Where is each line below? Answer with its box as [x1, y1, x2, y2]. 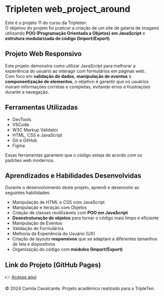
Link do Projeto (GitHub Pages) [5, 261, 102, 269]
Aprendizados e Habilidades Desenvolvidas [5, 171, 141, 180]
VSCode [12, 122, 29, 128]
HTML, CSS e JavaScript [12, 132, 63, 138]
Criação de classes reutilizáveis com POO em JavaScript [12, 210, 128, 216]
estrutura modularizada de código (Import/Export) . [5, 35, 111, 41]
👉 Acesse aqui [5, 274, 37, 280]
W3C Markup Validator [12, 127, 59, 132]
